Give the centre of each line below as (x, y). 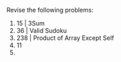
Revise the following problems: (50, 10)
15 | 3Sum (31, 23)
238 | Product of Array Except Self (65, 38)
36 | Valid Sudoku (41, 31)
